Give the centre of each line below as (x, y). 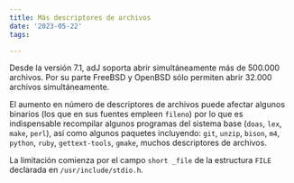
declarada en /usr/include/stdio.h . (77, 170)
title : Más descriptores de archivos (80, 18)
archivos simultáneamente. (60, 87)
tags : (19, 34)
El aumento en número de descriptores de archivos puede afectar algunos (147, 105)
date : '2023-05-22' (46, 26)
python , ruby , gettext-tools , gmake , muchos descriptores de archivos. (138, 143)
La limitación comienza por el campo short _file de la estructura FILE (141, 160)
